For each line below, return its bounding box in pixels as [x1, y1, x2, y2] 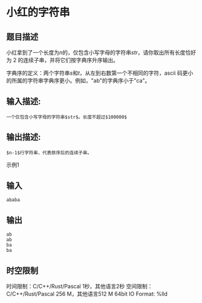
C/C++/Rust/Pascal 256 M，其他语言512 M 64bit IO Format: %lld [6, 290, 168, 298]
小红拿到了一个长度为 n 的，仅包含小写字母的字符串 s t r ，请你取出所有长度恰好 [6, 49, 197, 56]
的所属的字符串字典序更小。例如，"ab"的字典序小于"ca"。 [6, 77, 151, 84]
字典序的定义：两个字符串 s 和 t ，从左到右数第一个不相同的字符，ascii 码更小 [6, 69, 194, 77]
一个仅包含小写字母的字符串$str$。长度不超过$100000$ [6, 114, 127, 120]
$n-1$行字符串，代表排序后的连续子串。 [6, 149, 93, 155]
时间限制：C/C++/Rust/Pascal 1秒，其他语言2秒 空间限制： [6, 283, 153, 290]
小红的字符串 [6, 5, 71, 19]
